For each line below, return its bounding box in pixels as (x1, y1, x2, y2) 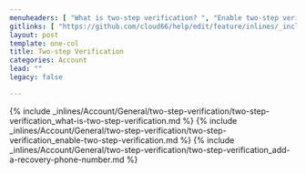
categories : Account (9, 56, 88, 65)
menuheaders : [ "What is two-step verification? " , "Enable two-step (9, 13, 280, 23)
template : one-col (9, 38, 79, 48)
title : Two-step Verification (9, 47, 125, 56)
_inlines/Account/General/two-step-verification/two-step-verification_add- (9, 144, 291, 155)
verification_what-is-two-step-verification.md (9, 115, 181, 126)
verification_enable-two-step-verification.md (9, 134, 178, 146)
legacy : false (9, 73, 64, 82)
